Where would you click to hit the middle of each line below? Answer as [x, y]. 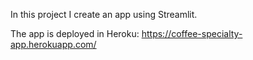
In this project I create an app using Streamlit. [104, 14]
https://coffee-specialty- [192, 33]
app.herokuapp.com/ [53, 44]
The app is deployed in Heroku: [75, 33]
